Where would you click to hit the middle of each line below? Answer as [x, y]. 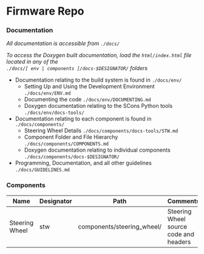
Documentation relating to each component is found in [83, 119]
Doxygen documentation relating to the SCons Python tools [98, 106]
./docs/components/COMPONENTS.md [66, 144]
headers [179, 242]
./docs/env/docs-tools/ [54, 113]
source [177, 227]
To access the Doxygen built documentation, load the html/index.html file [99, 55]
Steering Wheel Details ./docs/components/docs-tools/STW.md [101, 131]
